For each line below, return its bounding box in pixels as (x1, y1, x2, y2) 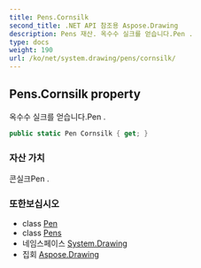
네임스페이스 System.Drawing (21, 238, 128, 249)
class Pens (21, 227, 62, 239)
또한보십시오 (9, 197, 60, 210)
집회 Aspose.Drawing (21, 249, 100, 260)
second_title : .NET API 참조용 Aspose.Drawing (9, 21, 179, 30)
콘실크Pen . (9, 173, 50, 184)
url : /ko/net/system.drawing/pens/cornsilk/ (9, 54, 176, 63)
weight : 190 (9, 46, 53, 55)
